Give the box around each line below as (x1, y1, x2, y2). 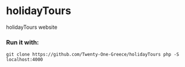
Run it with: (6, 38, 39, 46)
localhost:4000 (6, 57, 43, 63)
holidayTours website (6, 24, 57, 31)
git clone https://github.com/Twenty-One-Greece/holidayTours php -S (6, 52, 180, 58)
